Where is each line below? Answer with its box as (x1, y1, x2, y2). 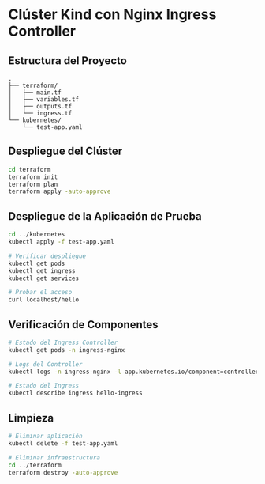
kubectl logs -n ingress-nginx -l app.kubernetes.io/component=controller (8, 368, 259, 376)
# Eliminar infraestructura (8, 453, 101, 462)
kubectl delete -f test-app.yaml (8, 439, 118, 448)
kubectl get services (8, 274, 80, 282)
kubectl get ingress (8, 267, 77, 274)
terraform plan (8, 180, 58, 188)
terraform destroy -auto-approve (8, 468, 118, 476)
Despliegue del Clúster (8, 145, 123, 158)
